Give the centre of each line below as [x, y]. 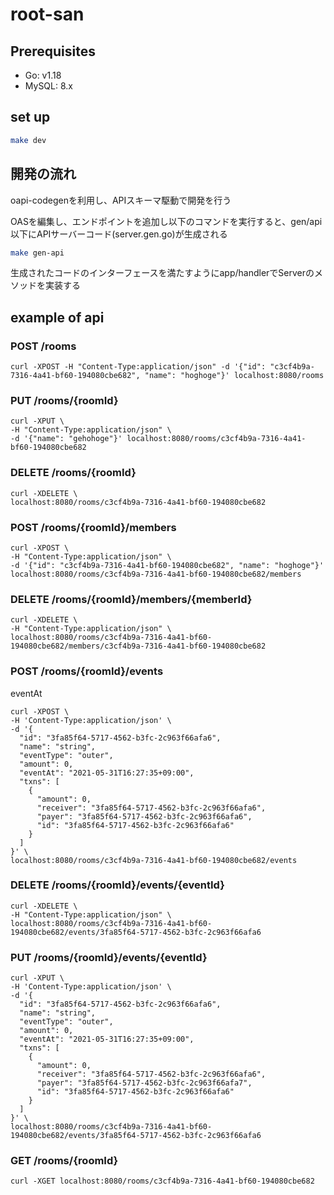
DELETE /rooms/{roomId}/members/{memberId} [131, 599]
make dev [28, 140]
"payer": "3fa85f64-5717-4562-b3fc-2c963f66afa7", [144, 1083]
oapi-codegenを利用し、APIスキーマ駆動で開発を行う [121, 200]
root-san [47, 14]
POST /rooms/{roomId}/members [93, 527]
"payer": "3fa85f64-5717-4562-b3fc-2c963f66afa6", [144, 816]
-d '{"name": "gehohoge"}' [66, 439]
